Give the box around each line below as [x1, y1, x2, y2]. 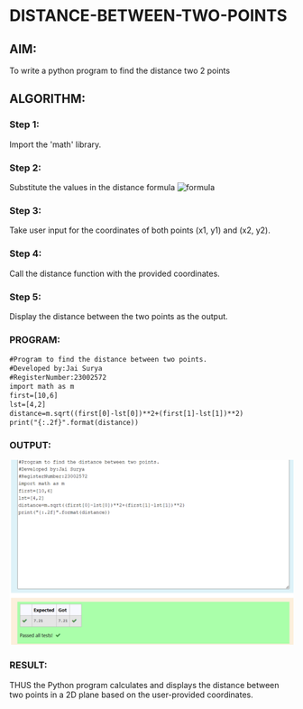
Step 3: [9, 204, 42, 216]
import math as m [9, 382, 75, 391]
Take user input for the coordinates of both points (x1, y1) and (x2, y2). [9, 225, 271, 235]
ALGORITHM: [9, 91, 86, 106]
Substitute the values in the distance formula [9, 181, 176, 192]
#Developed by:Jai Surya [9, 364, 103, 373]
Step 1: [9, 118, 40, 131]
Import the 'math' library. [9, 139, 102, 150]
